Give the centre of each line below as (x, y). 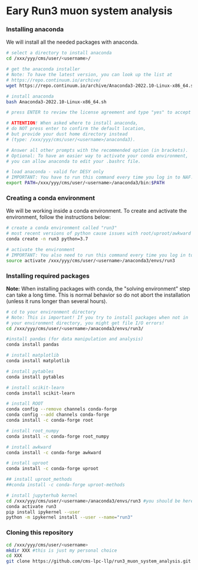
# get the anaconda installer (43, 69)
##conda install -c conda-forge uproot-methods (66, 485)
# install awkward (29, 447)
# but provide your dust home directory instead (67, 134)
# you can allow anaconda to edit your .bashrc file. (74, 161)
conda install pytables (35, 377)
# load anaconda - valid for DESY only (55, 172)
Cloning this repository (40, 533)
